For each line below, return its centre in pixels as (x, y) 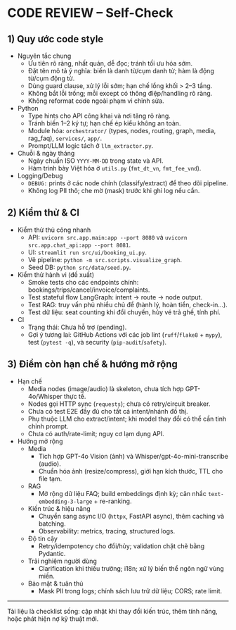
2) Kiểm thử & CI (43, 213)
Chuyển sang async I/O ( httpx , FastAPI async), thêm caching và (131, 516)
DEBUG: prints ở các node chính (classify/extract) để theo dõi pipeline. (128, 183)
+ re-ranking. (113, 501)
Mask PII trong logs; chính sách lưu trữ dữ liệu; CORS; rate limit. (130, 591)
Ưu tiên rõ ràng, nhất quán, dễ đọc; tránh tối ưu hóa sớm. (110, 63)
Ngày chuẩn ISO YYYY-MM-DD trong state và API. (96, 161)
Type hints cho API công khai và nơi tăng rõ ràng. (99, 116)
